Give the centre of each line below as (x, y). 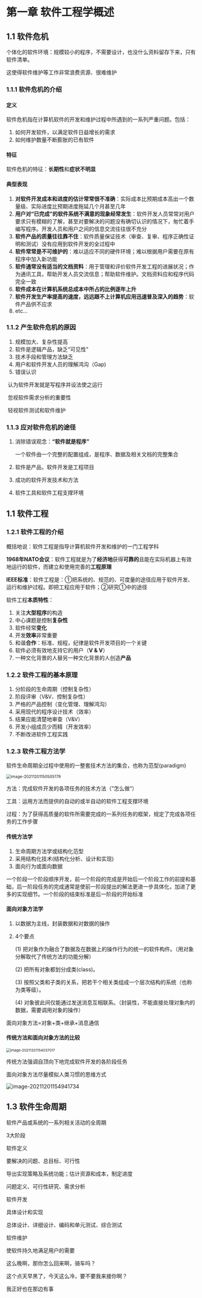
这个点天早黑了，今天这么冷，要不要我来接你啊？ (67, 1276)
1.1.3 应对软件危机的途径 (41, 427)
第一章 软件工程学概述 (60, 12)
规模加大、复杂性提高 (41, 341)
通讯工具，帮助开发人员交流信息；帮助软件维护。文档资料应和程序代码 (107, 274)
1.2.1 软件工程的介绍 (35, 532)
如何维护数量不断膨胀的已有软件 (54, 140)
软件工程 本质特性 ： (30, 600)
